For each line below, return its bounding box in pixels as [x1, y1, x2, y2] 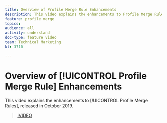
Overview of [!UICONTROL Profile [5, 70, 147, 81]
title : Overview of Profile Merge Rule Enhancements [5, 7, 117, 12]
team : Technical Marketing [5, 40, 61, 45]
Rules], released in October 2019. [5, 103, 74, 109]
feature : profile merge [5, 16, 55, 21]
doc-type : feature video [5, 35, 57, 40]
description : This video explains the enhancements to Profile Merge [5, 12, 153, 17]
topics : [5, 21, 21, 26]
